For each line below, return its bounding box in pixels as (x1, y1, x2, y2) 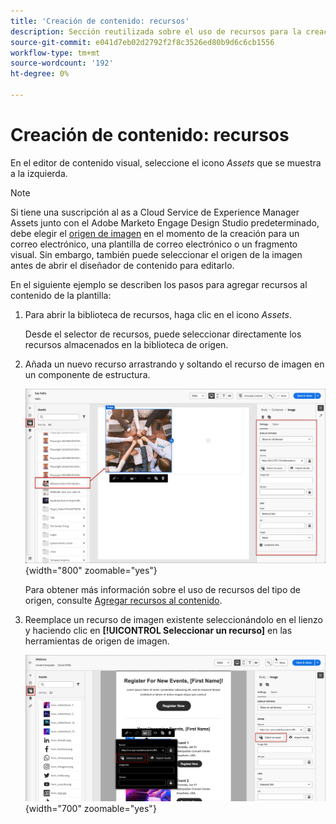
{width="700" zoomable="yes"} (24, 802, 157, 814)
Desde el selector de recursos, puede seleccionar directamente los (24, 328, 302, 340)
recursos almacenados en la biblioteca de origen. (24, 338, 229, 350)
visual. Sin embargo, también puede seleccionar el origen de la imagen (10, 248, 303, 260)
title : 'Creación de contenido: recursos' (10, 16, 190, 26)
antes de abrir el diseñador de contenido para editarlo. (10, 259, 235, 271)
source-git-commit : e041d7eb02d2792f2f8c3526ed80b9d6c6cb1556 (10, 37, 275, 47)
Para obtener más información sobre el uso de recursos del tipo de (24, 583, 301, 595)
